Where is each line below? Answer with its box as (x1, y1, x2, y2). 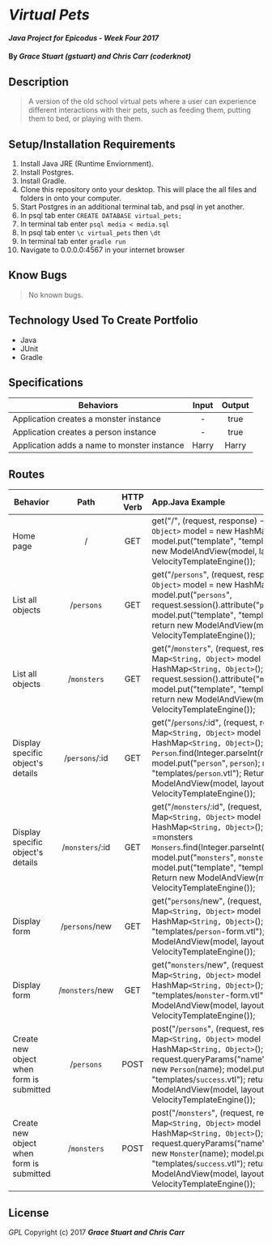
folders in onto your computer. (19, 193, 121, 203)
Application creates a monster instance (12, 414, 162, 425)
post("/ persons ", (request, (151, 1024, 251, 1035)
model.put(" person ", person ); (151, 758, 261, 769)
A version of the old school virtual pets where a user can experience (28, 97, 257, 106)
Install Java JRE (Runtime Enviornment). (19, 159, 154, 168)
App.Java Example (151, 496, 225, 508)
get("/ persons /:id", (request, (151, 717, 258, 728)
